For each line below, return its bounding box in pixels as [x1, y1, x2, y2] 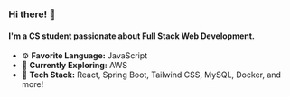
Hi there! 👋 [8, 8, 56, 21]
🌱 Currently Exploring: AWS [21, 60, 128, 71]
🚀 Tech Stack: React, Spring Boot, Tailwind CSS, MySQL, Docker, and [21, 69, 282, 80]
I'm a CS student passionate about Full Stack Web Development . [8, 31, 255, 41]
